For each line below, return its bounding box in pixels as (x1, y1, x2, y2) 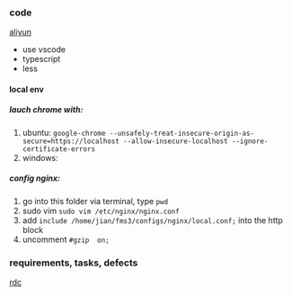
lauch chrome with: (9, 104, 84, 115)
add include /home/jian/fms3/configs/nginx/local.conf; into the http (22, 214, 283, 226)
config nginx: (9, 173, 61, 184)
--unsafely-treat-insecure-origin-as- (109, 129, 254, 138)
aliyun (9, 27, 32, 38)
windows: (22, 152, 58, 163)
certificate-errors (22, 144, 96, 154)
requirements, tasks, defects (9, 256, 138, 269)
